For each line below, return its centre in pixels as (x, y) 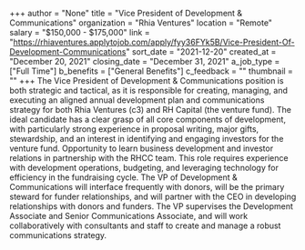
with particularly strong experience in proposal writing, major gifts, (134, 129)
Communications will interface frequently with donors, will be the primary (147, 187)
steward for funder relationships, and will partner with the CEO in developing (153, 196)
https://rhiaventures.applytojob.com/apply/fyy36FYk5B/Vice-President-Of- (154, 42)
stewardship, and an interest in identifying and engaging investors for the (147, 139)
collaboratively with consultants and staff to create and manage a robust (145, 225)
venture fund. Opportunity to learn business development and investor (142, 148)
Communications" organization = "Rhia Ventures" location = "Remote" (141, 23)
